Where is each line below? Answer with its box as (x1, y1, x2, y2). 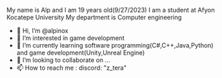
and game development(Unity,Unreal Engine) (16, 48, 145, 57)
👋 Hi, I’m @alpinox (16, 27, 68, 35)
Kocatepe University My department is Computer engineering (6, 13, 183, 21)
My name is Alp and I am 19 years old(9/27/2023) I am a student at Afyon (6, 6, 215, 14)
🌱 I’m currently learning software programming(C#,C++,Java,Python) (16, 41, 214, 49)
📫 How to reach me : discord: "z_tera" (16, 64, 127, 72)
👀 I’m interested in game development (16, 34, 125, 42)
